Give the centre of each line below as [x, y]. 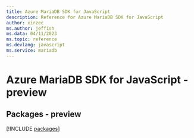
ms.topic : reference [32, 39]
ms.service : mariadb [32, 51]
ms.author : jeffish [30, 28]
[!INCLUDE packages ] [33, 128]
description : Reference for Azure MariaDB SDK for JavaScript [85, 17]
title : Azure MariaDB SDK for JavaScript [58, 12]
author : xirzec [25, 23]
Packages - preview [44, 115]
